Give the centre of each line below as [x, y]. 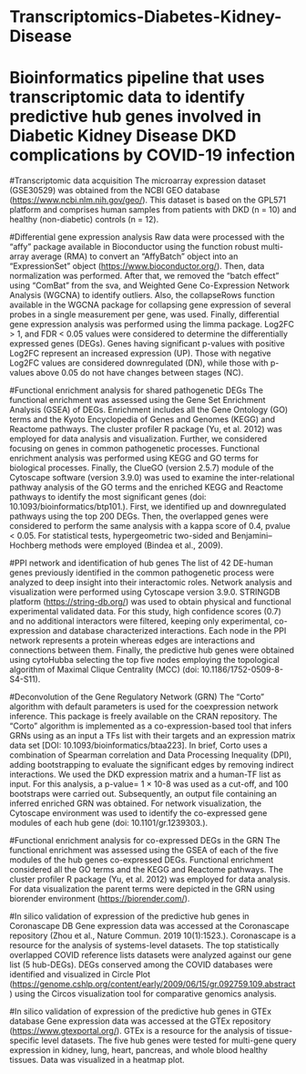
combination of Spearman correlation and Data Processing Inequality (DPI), [151, 755]
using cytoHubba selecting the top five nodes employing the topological [144, 660]
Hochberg [28, 545]
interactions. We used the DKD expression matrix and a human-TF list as [145, 775]
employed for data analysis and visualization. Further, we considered [138, 439]
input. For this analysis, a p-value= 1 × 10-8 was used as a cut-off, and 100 [149, 784]
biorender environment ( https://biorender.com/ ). [100, 899]
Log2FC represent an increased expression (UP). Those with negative [140, 354]
